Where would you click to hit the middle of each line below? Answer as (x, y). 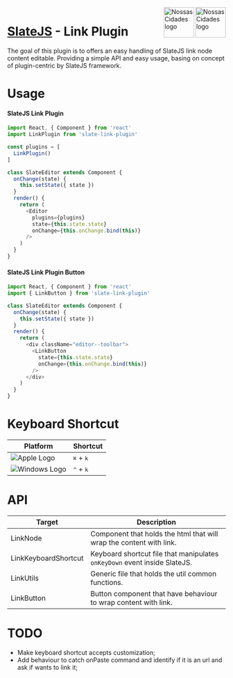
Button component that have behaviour (154, 593)
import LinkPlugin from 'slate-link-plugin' (72, 135)
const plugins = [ (34, 147)
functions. (106, 582)
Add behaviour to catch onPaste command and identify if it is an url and (120, 660)
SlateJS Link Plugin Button (46, 272)
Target (47, 522)
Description (156, 522)
